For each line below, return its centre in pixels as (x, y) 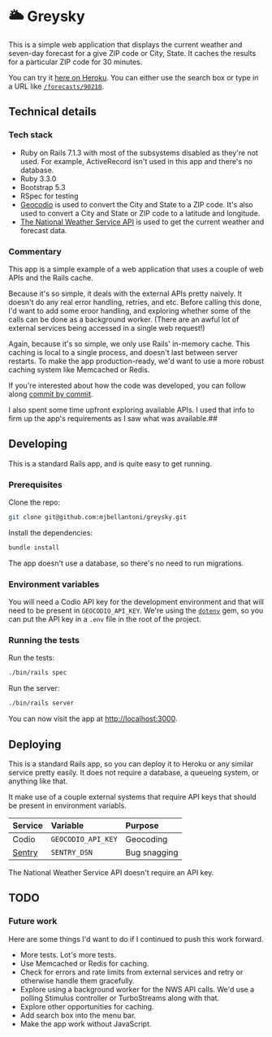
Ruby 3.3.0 (38, 178)
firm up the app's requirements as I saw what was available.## (113, 418)
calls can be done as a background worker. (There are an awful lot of (124, 319)
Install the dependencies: (51, 532)
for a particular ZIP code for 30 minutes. (76, 62)
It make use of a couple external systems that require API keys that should (133, 796)
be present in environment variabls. (68, 805)
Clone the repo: (35, 502)
